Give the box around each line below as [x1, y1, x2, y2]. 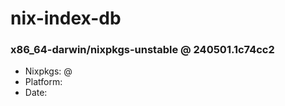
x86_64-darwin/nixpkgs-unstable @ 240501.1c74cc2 [10, 43, 275, 57]
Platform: [24, 76, 63, 88]
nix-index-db [10, 7, 122, 30]
